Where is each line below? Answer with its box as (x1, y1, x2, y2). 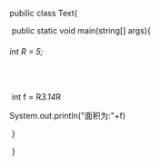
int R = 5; (9, 45, 44, 57)
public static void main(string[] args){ (11, 25, 152, 35)
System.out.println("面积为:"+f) (9, 111, 126, 121)
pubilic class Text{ (9, 8, 78, 18)
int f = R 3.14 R (11, 92, 62, 102)
